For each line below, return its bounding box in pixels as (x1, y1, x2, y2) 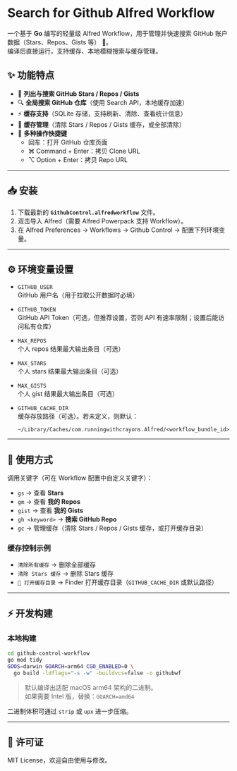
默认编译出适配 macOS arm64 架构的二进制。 (24, 683, 157, 691)
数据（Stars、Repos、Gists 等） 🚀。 (7, 37, 113, 47)
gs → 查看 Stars (17, 488, 64, 498)
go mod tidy (7, 657, 42, 664)
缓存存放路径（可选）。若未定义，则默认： (17, 412, 139, 421)
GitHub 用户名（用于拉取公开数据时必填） (17, 291, 139, 300)
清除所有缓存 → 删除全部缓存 (17, 560, 97, 569)
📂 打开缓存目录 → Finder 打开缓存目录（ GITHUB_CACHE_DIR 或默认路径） (17, 578, 219, 586)
